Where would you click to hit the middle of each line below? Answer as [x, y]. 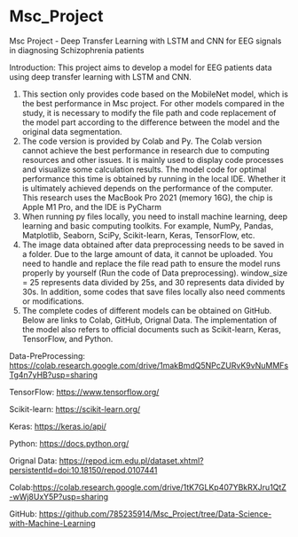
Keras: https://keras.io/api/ [58, 426]
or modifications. [53, 301]
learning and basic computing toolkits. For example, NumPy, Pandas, [148, 226]
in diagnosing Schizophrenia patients [77, 50]
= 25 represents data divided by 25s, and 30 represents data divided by [153, 282]
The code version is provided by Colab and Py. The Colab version [142, 141]
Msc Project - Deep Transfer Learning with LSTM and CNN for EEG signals [145, 41]
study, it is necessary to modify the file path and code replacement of [149, 113]
